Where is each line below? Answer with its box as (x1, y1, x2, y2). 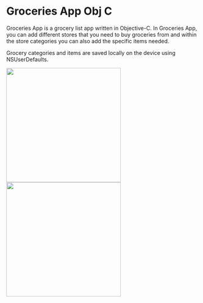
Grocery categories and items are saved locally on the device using (6, 49, 176, 56)
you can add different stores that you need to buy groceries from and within (6, 30, 197, 38)
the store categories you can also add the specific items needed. (6, 37, 169, 45)
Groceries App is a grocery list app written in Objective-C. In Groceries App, (6, 24, 198, 32)
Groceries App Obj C (6, 4, 113, 18)
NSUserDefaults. (6, 55, 49, 63)
